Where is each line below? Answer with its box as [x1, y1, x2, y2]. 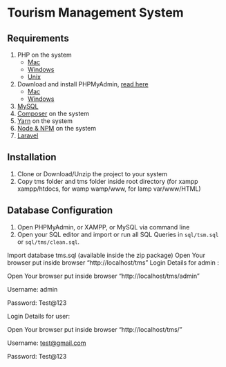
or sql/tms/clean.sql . [17, 237, 80, 246]
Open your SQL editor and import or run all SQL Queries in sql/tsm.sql [17, 230, 219, 238]
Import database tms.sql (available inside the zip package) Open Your [7, 251, 206, 259]
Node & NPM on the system [17, 124, 97, 132]
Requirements [7, 32, 69, 44]
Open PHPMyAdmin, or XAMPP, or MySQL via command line [17, 223, 190, 231]
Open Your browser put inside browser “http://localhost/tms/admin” [7, 272, 200, 280]
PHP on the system [17, 50, 73, 59]
